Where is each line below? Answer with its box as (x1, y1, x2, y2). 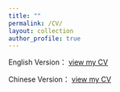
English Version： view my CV (8, 57, 109, 67)
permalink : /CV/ (8, 19, 63, 27)
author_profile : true (8, 34, 81, 43)
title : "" (8, 11, 42, 20)
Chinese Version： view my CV (8, 74, 111, 85)
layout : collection (8, 27, 74, 35)
